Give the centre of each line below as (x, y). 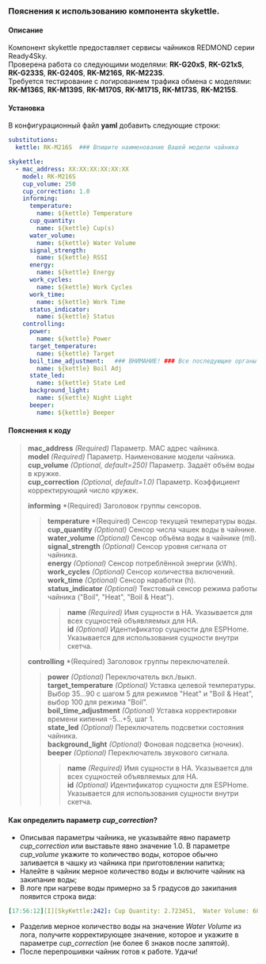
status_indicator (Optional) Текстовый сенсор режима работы (152, 588)
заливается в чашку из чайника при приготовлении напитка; (122, 863)
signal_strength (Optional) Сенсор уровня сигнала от (137, 546)
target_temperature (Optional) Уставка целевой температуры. (151, 685)
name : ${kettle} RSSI (72, 258)
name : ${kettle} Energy (76, 273)
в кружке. (44, 473)
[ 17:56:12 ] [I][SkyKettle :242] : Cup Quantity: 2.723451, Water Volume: (129, 911)
